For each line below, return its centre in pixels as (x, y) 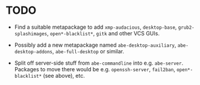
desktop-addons (33, 51)
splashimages (31, 34)
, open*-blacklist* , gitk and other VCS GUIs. (103, 33)
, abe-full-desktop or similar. (89, 51)
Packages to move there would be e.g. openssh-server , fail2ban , (95, 69)
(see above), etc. (64, 75)
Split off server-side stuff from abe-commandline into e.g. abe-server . (99, 63)
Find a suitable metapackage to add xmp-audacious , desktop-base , (95, 27)
